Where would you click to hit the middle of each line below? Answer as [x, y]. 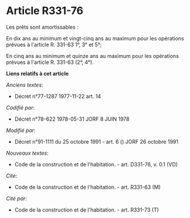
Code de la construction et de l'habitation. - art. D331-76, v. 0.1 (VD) [96, 164]
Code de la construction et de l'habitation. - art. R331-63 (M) [87, 187]
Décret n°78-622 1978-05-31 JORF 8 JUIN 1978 [72, 119]
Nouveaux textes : [27, 153]
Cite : [12, 176]
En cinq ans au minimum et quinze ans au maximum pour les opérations [93, 56]
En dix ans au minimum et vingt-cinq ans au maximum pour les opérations [95, 38]
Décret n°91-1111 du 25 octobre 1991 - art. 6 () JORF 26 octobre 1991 [96, 141]
